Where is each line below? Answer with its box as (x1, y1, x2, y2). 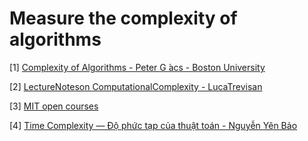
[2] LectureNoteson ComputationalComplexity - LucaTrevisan (9, 80, 263, 92)
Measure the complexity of (9, 7, 238, 30)
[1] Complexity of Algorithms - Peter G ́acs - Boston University (9, 61, 266, 73)
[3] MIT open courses (9, 100, 99, 112)
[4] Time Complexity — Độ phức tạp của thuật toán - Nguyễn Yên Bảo (9, 119, 298, 131)
